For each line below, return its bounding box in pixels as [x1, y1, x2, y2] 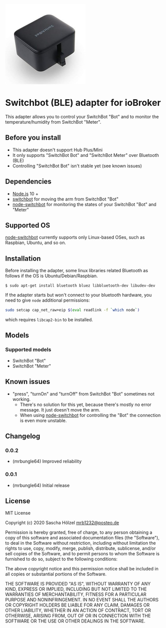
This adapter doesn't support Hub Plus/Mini [12, 147, 103, 153]
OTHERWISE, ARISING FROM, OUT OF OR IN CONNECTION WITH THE [5, 613, 151, 619]
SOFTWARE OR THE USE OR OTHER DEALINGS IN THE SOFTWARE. [5, 618, 145, 624]
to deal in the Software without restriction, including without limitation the [5, 540, 156, 546]
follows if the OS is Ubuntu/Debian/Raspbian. [5, 273, 98, 279]
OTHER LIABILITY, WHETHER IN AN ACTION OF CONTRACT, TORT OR [5, 607, 151, 613]
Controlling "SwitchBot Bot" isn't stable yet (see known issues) [12, 162, 142, 169]
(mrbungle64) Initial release [12, 482, 70, 488]
